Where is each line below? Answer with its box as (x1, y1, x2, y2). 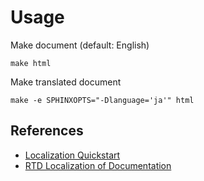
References (10, 122, 84, 140)
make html (10, 58, 52, 68)
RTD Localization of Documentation (24, 159, 172, 171)
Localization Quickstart (24, 149, 121, 161)
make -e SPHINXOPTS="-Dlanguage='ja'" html (10, 95, 195, 105)
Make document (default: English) (10, 39, 150, 51)
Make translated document (10, 76, 122, 88)
